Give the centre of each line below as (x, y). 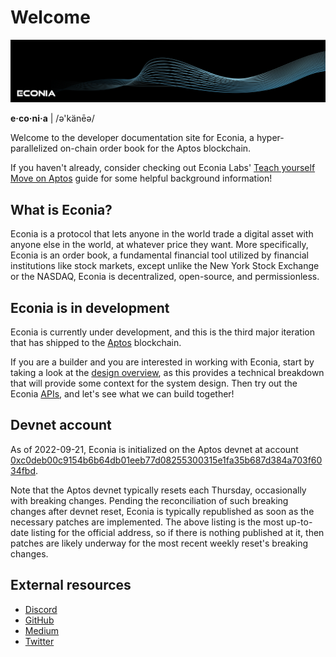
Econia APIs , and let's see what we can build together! (122, 393)
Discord (41, 609)
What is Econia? (61, 209)
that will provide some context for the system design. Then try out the (154, 383)
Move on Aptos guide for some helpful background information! (141, 178)
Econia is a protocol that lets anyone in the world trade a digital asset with (162, 234)
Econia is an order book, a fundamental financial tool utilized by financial (160, 255)
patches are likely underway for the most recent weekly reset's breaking (159, 543)
